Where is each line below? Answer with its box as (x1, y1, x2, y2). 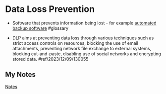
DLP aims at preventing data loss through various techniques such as (12, 35, 154, 41)
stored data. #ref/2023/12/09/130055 (12, 56, 89, 62)
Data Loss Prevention (5, 3, 95, 15)
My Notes (5, 71, 36, 79)
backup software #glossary (12, 25, 68, 31)
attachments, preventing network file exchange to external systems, (12, 45, 152, 51)
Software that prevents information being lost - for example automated (12, 20, 157, 26)
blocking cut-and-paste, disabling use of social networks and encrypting (12, 51, 161, 57)
